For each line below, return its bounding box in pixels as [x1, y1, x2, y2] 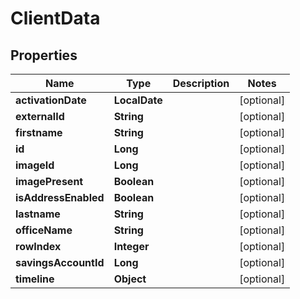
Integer [113, 240, 150, 253]
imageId [15, 158, 55, 172]
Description [172, 77, 230, 90]
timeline [15, 272, 55, 286]
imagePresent [15, 175, 84, 188]
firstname [15, 126, 63, 139]
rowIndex [15, 240, 62, 253]
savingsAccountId [15, 256, 105, 269]
